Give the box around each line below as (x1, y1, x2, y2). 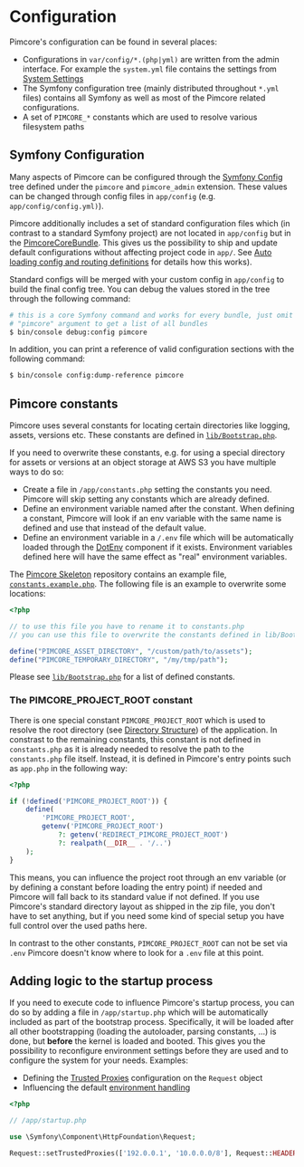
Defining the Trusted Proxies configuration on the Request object (22, 1073, 263, 1084)
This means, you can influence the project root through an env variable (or (9, 872, 287, 883)
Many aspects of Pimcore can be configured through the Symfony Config (9, 171, 283, 182)
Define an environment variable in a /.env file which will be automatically (22, 532, 294, 543)
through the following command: (9, 292, 131, 304)
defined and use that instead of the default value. (22, 522, 206, 533)
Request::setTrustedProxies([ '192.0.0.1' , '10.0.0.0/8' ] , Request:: (9, 1149, 273, 1158)
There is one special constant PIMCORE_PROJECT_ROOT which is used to (9, 714, 266, 725)
